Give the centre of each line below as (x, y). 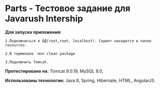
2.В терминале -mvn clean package (40, 54)
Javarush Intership (44, 19)
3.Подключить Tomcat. (27, 62)
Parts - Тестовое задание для (68, 8)
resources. (16, 45)
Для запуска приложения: (33, 32)
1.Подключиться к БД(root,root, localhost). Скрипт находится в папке (78, 41)
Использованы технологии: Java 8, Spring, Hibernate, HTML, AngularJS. (80, 80)
